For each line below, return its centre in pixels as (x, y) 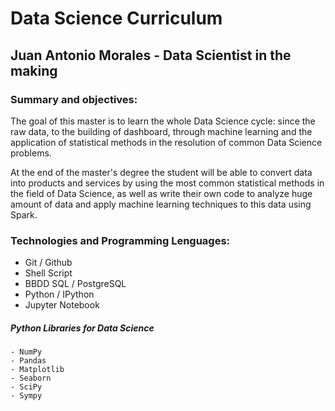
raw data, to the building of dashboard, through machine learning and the (161, 131)
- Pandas (28, 361)
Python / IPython (59, 294)
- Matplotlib (37, 370)
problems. (31, 153)
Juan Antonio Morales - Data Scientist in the (151, 55)
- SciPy (26, 387)
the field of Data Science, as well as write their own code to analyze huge (161, 193)
